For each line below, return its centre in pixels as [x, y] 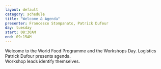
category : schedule [25, 14]
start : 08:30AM [21, 32]
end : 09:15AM [18, 37]
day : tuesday [18, 28]
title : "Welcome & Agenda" [33, 19]
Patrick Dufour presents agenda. [38, 56]
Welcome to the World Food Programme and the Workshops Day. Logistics [80, 51]
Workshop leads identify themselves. [42, 61]
